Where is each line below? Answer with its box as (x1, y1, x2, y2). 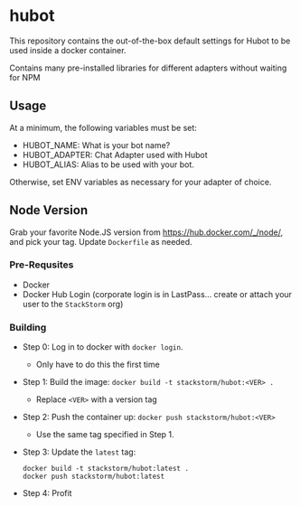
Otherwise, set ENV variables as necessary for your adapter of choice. (9, 176, 272, 187)
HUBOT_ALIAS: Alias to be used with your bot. (22, 159, 194, 170)
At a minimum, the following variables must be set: (9, 122, 197, 133)
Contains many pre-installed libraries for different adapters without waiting (9, 62, 287, 73)
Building (9, 321, 47, 333)
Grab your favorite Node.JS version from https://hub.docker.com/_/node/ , (9, 227, 284, 238)
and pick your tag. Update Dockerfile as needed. (9, 236, 192, 247)
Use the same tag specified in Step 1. (35, 429, 174, 440)
